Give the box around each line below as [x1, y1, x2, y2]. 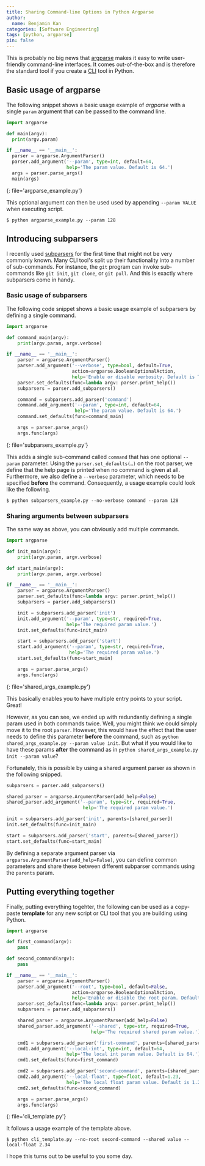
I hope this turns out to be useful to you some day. [6, 1153, 133, 1160]
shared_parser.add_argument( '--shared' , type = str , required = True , [17, 1023, 190, 1029]
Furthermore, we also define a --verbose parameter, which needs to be [6, 473, 185, 480]
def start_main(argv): [6, 565, 64, 571]
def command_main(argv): [6, 334, 70, 340]
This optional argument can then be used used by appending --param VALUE [6, 198, 196, 206]
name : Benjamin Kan [12, 20, 62, 26]
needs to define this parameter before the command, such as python [6, 733, 179, 740]
